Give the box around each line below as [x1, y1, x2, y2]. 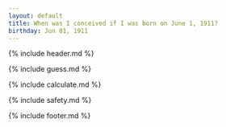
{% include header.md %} [8, 49, 94, 59]
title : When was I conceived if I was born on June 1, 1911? [8, 19, 219, 27]
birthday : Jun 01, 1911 [8, 27, 89, 35]
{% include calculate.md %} [8, 80, 102, 89]
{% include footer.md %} [8, 111, 91, 121]
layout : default [8, 11, 63, 20]
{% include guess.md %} [8, 64, 91, 74]
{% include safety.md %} [8, 96, 92, 105]
